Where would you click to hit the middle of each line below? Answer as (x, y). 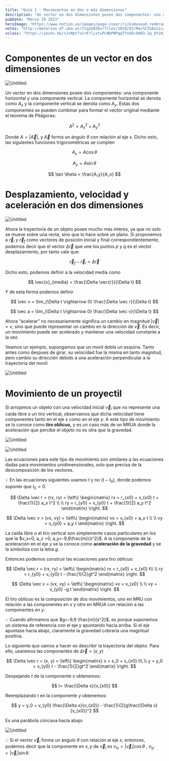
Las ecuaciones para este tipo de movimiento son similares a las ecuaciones (84, 459)
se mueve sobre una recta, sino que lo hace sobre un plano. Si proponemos (83, 234)
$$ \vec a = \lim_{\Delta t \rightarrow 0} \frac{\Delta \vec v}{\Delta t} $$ (84, 311)
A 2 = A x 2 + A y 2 (84, 126)
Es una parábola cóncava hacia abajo (44, 720)
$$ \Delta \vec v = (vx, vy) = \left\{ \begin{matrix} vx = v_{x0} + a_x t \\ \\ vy (84, 518)
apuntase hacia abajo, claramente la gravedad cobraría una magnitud (77, 630)
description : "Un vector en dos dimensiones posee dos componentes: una (83, 15)
